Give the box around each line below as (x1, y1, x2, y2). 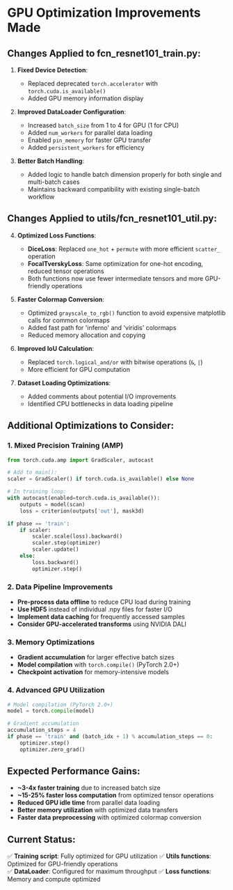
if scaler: (19, 526, 51, 533)
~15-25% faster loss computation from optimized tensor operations (17, 791, 214, 799)
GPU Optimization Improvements (7, 5, 201, 21)
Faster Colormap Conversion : (17, 295, 104, 304)
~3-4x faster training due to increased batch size (17, 783, 161, 792)
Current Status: (7, 834, 76, 845)
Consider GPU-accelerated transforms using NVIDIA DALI (17, 620, 186, 628)
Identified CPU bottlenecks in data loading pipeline (27, 399, 174, 408)
